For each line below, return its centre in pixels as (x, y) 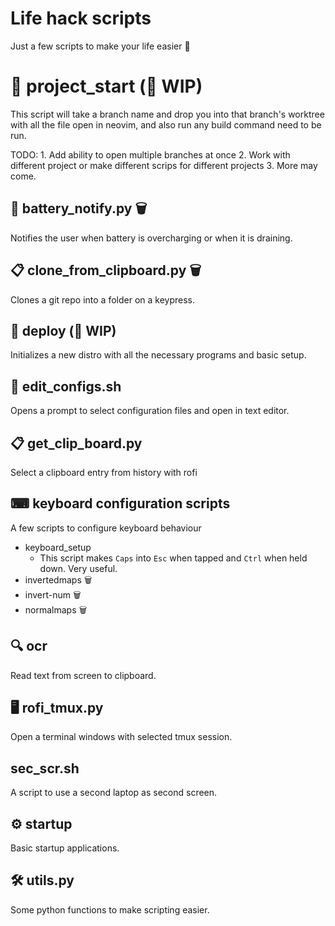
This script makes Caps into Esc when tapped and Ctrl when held (173, 558)
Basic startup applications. (65, 848)
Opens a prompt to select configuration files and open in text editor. (150, 411)
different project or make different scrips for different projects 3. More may (164, 165)
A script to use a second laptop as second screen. (114, 793)
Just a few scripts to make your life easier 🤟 (100, 46)
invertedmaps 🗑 (58, 579)
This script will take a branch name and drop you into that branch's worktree (167, 114)
